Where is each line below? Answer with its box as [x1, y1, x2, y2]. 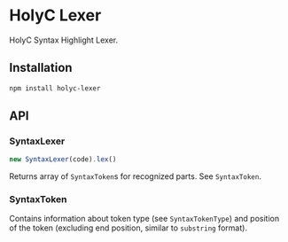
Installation [9, 60, 73, 75]
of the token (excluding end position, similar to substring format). [9, 222, 248, 233]
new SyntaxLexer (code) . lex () [9, 155, 117, 164]
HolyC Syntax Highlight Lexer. [9, 35, 119, 45]
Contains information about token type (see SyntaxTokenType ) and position [9, 214, 280, 224]
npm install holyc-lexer [9, 83, 101, 93]
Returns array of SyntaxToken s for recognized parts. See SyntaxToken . [9, 171, 261, 182]
